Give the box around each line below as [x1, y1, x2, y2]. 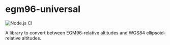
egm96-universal [5, 3, 80, 15]
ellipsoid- [146, 29, 166, 35]
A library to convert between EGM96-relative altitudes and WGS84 [5, 29, 145, 35]
